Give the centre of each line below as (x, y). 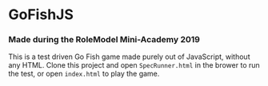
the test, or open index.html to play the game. (84, 74)
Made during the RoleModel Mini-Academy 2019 (104, 40)
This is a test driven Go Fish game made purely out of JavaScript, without (129, 57)
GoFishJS (41, 15)
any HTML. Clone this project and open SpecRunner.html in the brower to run (134, 65)
